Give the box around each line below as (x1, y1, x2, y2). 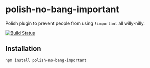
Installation (5, 44, 41, 53)
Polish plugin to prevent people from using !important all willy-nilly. (5, 20, 145, 26)
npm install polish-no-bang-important (5, 58, 87, 63)
